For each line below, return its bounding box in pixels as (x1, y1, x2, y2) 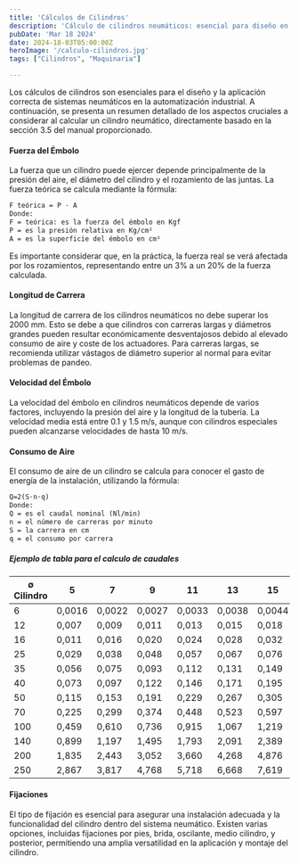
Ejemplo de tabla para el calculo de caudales (9, 554, 180, 564)
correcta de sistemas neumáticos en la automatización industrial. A (9, 96, 255, 107)
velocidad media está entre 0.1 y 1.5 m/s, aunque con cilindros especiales (9, 416, 278, 426)
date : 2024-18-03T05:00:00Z (9, 37, 114, 47)
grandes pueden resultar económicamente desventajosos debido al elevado (9, 328, 288, 339)
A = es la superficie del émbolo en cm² (9, 234, 162, 243)
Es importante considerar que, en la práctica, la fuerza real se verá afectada (9, 251, 288, 261)
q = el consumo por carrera (9, 534, 114, 543)
